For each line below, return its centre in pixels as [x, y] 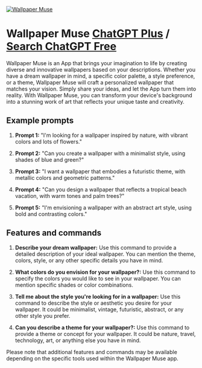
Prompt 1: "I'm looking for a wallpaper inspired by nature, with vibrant [101, 135]
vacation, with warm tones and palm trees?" [70, 195]
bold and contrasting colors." [51, 214]
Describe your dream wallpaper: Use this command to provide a [96, 247]
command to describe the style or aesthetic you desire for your [93, 303]
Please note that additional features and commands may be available [92, 352]
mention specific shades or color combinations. [74, 285]
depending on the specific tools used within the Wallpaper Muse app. [93, 358]
